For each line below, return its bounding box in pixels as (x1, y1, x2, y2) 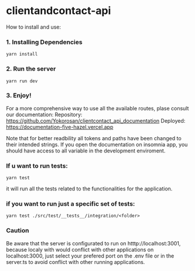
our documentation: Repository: (6, 111, 83, 118)
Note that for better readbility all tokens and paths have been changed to (6, 134, 182, 141)
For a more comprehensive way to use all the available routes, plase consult (6, 105, 189, 112)
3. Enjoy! (6, 92, 32, 100)
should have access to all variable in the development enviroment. (6, 147, 166, 154)
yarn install (6, 51, 38, 57)
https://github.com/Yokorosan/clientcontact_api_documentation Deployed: (6, 117, 186, 124)
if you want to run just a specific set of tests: (6, 200, 135, 208)
